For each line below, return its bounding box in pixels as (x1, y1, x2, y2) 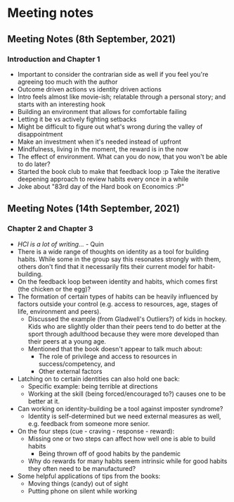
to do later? (17, 160, 51, 168)
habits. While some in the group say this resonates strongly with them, (17, 255, 221, 263)
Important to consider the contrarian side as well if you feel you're (17, 70, 209, 78)
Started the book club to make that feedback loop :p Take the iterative (17, 167, 220, 175)
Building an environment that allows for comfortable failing (17, 107, 188, 115)
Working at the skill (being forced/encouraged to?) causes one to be (27, 389, 226, 398)
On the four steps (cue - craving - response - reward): (17, 427, 174, 435)
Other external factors (38, 367, 103, 375)
